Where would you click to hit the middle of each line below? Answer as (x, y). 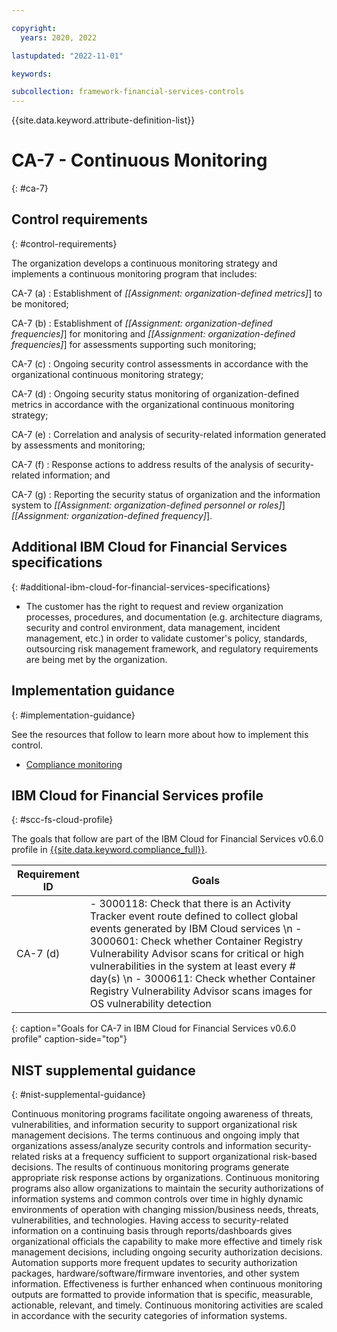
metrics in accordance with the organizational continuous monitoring (153, 404)
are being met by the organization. (96, 659)
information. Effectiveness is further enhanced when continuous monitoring (167, 1284)
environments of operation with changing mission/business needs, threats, (165, 1210)
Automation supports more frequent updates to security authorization (154, 1263)
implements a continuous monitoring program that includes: (134, 273)
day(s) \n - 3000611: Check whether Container (202, 979)
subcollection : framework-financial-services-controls (128, 92)
